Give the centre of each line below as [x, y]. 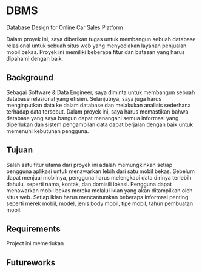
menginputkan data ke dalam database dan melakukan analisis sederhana [99, 105]
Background [30, 77]
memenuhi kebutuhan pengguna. [48, 131]
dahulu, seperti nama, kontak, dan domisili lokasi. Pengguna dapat [89, 184]
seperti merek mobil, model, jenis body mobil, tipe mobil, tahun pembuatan [99, 203]
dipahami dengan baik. [35, 58]
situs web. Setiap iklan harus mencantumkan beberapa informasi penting [97, 197]
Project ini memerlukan [35, 243]
